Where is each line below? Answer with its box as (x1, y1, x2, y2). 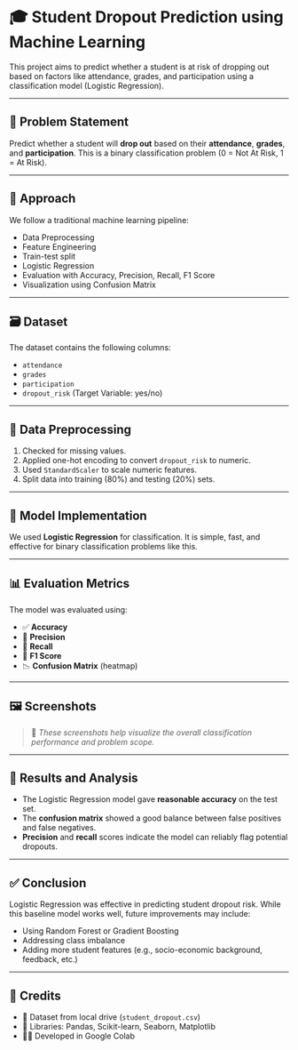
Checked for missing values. (21, 445, 127, 456)
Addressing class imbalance (21, 935, 126, 946)
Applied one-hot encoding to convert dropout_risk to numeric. (21, 455, 251, 466)
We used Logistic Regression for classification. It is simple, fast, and (9, 532, 261, 542)
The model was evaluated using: (9, 604, 128, 614)
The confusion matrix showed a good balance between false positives (21, 813, 282, 823)
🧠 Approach (9, 191, 76, 206)
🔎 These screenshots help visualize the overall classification (30, 726, 253, 738)
